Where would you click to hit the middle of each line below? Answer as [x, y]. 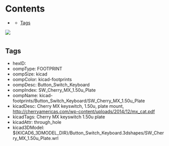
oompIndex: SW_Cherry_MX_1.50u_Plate [54, 90]
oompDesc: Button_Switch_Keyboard [51, 85]
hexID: [19, 63]
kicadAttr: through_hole [37, 122]
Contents [25, 9]
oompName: [25, 95]
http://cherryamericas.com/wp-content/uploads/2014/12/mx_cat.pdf [84, 111]
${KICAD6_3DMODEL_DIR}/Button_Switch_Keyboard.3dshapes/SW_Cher [88, 133]
